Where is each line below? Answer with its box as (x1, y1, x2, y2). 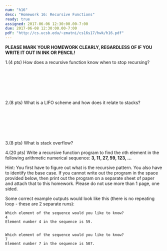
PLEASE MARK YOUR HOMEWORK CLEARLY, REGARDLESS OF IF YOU (5, 44, 152, 50)
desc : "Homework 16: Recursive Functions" (5, 12, 95, 17)
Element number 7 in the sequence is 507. (5, 241, 95, 246)
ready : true (5, 16, 30, 21)
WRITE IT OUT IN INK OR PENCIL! (5, 49, 75, 55)
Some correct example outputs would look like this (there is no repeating (5, 195, 155, 201)
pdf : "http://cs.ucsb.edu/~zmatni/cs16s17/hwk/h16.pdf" (5, 30, 124, 35)
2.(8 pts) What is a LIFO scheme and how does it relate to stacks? (5, 99, 141, 105)
